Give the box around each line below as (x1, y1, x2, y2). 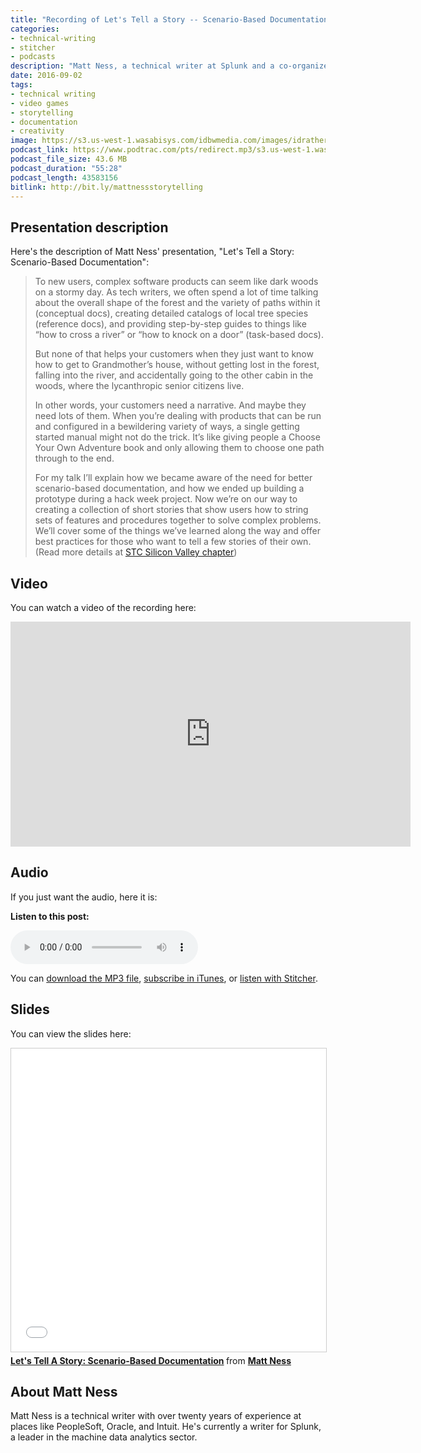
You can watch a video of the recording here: (10, 602, 197, 613)
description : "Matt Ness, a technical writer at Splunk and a (10, 61, 275, 71)
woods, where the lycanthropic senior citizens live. (34, 380, 245, 392)
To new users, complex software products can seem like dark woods (34, 276, 319, 288)
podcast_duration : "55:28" (10, 163, 123, 173)
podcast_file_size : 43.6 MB (10, 154, 128, 164)
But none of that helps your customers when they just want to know (34, 348, 314, 360)
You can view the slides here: (10, 1027, 132, 1040)
